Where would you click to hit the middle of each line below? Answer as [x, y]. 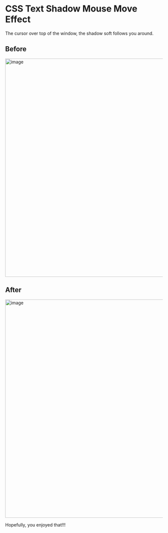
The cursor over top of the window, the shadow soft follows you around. [79, 33]
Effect [18, 19]
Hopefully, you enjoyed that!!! [35, 524]
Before [16, 49]
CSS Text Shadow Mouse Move [71, 9]
